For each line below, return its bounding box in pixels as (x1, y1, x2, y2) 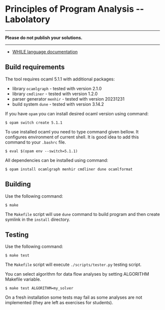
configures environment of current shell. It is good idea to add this (5, 134, 139, 140)
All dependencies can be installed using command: (5, 157, 109, 163)
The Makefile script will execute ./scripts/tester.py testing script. (5, 261, 141, 268)
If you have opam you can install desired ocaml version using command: (5, 110, 149, 116)
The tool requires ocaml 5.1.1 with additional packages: (5, 76, 115, 82)
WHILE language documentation (12, 49, 78, 54)
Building (5, 180, 31, 188)
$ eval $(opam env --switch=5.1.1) (5, 149, 78, 154)
